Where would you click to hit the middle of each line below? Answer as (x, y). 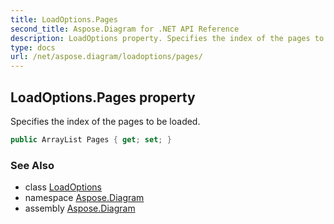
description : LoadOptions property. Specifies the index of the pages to (167, 38)
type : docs (33, 47)
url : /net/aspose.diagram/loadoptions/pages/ (106, 57)
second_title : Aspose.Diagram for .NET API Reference (125, 29)
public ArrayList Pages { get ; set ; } (91, 139)
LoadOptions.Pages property (103, 97)
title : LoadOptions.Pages (64, 19)
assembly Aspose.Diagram (80, 208)
